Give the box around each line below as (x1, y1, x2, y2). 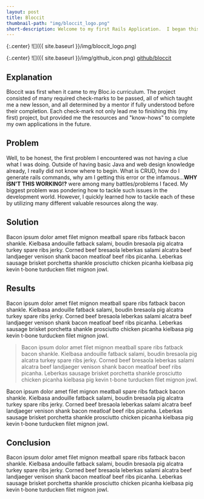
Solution (6, 217, 39, 228)
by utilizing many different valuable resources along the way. (6, 199, 158, 207)
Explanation (6, 72, 53, 82)
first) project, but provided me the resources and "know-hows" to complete (6, 114, 195, 122)
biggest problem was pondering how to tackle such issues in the (6, 186, 168, 194)
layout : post (6, 9, 39, 15)
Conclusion (6, 438, 51, 448)
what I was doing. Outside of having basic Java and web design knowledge (6, 161, 195, 168)
